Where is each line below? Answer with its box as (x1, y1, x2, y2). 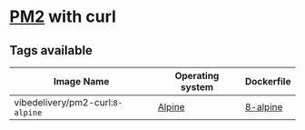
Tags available (9, 43, 93, 58)
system (180, 81, 214, 93)
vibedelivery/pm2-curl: (14, 96, 113, 108)
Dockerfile (244, 75, 291, 87)
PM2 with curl (9, 6, 116, 27)
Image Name (53, 75, 110, 87)
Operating (174, 70, 220, 82)
